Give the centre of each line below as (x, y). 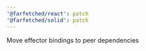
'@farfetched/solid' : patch (48, 20)
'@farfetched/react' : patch (48, 14)
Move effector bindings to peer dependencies (73, 40)
